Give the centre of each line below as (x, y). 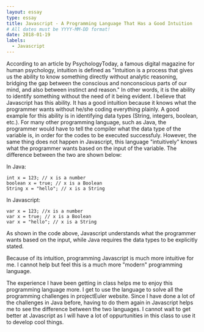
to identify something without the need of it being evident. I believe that (96, 96)
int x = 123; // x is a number (46, 178)
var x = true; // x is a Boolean (49, 216)
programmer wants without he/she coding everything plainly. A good (93, 109)
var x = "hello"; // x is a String (52, 222)
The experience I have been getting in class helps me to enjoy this (89, 283)
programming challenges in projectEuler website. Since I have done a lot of (101, 296)
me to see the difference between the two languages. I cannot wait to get (99, 309)
